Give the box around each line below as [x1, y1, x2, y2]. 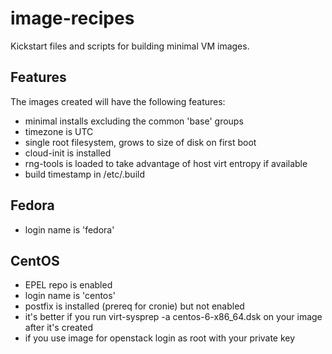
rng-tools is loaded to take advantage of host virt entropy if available [24, 157, 308, 169]
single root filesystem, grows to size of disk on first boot [24, 136, 257, 148]
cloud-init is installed [24, 147, 112, 159]
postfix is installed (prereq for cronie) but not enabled [24, 300, 245, 312]
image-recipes [10, 7, 135, 30]
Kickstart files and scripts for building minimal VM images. [10, 40, 250, 52]
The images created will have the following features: [10, 95, 226, 107]
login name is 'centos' [24, 290, 116, 302]
